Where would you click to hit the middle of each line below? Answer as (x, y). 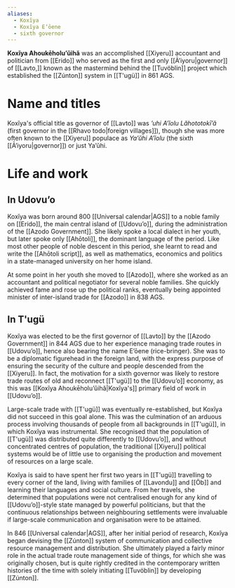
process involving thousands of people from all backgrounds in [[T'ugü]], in (116, 424)
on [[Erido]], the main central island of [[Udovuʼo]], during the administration (117, 224)
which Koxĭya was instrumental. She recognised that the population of (108, 431)
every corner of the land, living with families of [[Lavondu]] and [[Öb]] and (114, 482)
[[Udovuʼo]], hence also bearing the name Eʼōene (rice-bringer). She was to (116, 351)
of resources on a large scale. (50, 461)
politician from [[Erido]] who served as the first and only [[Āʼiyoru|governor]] (117, 61)
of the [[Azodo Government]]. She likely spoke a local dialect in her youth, (114, 231)
